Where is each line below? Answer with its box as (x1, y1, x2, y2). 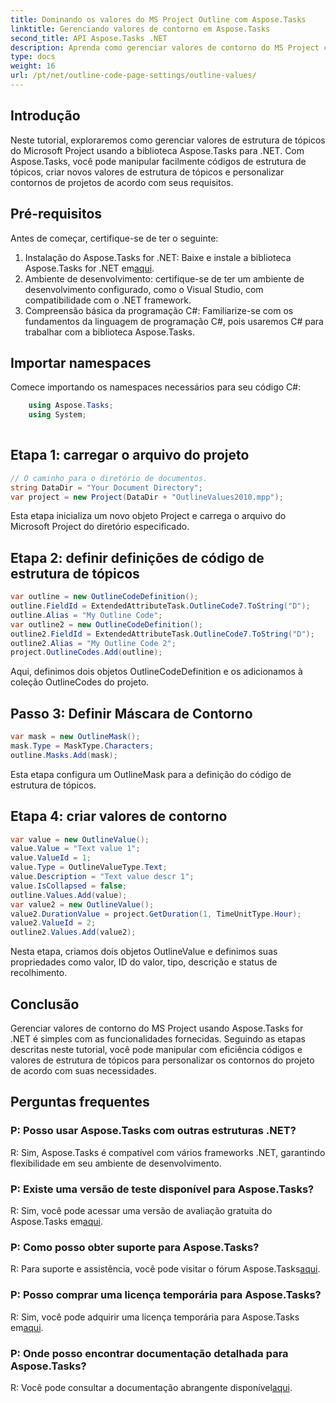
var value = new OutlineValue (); (10, 834, 150, 845)
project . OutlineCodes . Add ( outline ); (10, 647, 163, 658)
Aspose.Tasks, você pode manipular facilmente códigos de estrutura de (10, 155, 307, 167)
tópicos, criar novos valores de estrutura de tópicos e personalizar (10, 166, 285, 178)
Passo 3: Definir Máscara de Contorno (10, 705, 253, 722)
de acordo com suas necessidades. (10, 1065, 157, 1076)
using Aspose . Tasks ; (28, 401, 114, 411)
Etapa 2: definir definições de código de (10, 549, 265, 566)
